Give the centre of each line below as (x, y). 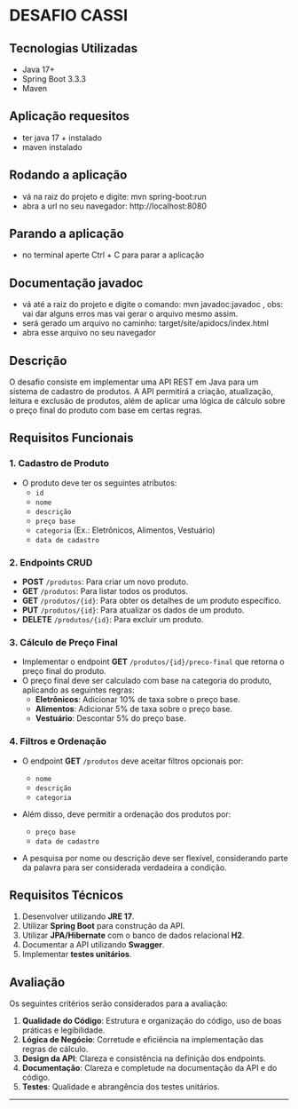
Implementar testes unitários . (77, 955)
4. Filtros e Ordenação (58, 741)
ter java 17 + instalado (62, 138)
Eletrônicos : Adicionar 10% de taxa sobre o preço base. (138, 700)
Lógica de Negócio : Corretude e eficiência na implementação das (143, 1040)
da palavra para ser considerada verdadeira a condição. (125, 867)
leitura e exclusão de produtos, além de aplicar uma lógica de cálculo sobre (147, 401)
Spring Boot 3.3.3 (54, 79)
